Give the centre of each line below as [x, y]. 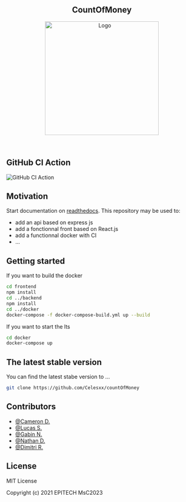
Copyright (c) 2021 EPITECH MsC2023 [55, 492]
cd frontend [21, 287]
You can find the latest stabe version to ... [58, 377]
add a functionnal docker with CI [56, 235]
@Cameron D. [32, 421]
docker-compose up [29, 343]
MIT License [22, 481]
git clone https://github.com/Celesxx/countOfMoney [73, 388]
